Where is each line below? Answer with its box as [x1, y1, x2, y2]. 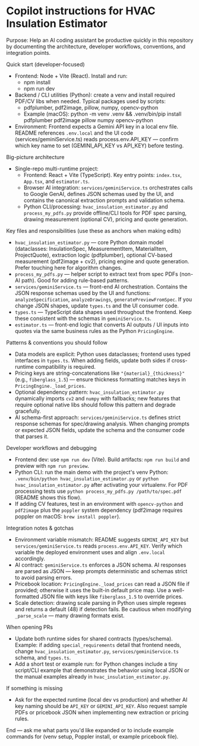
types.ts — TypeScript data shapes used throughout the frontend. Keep [14, 308, 192, 315]
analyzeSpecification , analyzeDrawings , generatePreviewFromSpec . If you [14, 296, 192, 303]
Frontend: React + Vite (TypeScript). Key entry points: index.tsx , [23, 171, 182, 178]
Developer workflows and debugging [6, 444, 97, 451]
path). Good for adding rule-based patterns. [21, 276, 129, 284]
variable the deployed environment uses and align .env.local [14, 548, 165, 555]
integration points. [6, 49, 51, 56]
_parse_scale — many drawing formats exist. [14, 612, 125, 619]
